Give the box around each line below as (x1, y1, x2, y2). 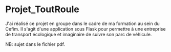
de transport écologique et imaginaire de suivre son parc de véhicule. (5, 31, 152, 37)
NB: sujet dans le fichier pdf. (5, 41, 66, 47)
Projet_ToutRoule (5, 4, 79, 15)
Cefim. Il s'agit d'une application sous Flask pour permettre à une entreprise (5, 25, 166, 32)
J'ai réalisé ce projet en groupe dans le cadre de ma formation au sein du (5, 20, 160, 27)
